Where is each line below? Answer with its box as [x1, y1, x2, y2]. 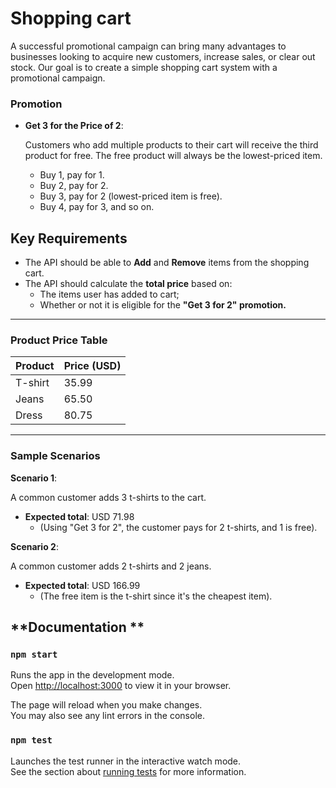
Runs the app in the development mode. [10, 669, 175, 681]
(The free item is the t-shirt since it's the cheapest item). [39, 590, 273, 602]
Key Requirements [10, 230, 128, 247]
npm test [10, 735, 53, 746]
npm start [10, 648, 58, 660]
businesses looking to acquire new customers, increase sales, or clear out [10, 50, 316, 62]
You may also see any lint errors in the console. [10, 710, 205, 722]
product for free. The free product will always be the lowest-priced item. [24, 150, 323, 162]
